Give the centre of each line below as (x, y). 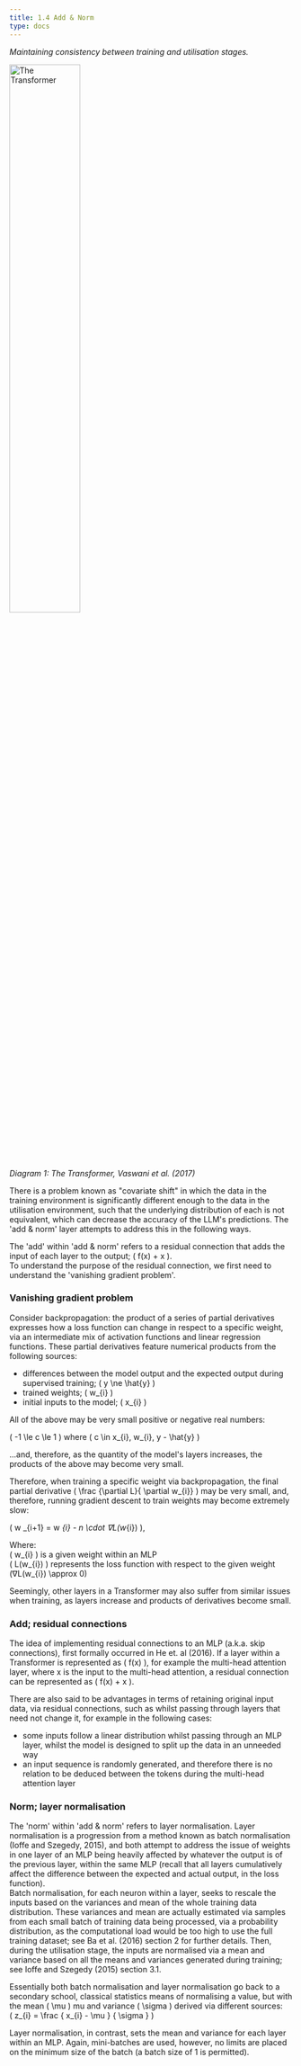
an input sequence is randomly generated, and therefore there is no (147, 1765)
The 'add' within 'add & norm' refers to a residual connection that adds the (147, 1246)
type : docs (30, 26)
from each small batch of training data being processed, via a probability (144, 1922)
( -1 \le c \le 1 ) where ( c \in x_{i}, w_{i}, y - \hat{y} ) (105, 1436)
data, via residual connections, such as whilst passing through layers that (145, 1709)
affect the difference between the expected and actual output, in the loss (144, 1874)
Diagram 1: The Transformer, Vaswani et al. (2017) (102, 1173)
